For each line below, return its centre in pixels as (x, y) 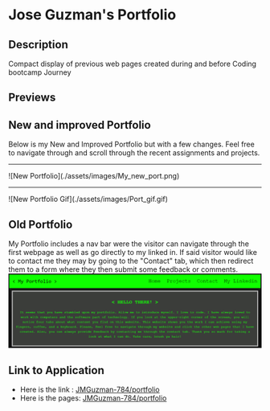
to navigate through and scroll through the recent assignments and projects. (134, 153)
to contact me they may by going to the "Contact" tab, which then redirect (131, 261)
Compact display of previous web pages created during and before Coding (133, 64)
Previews (32, 98)
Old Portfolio (41, 224)
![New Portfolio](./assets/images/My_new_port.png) (94, 176)
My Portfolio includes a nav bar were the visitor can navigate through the (129, 244)
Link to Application (56, 370)
